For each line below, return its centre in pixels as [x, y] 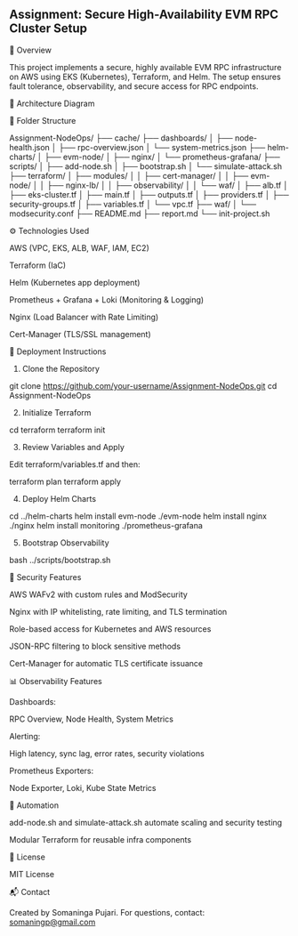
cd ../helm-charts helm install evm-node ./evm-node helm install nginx [138, 516]
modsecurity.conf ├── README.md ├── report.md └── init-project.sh [140, 214]
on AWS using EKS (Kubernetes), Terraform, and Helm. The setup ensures [145, 77]
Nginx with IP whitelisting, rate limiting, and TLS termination [118, 611]
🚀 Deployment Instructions [58, 351]
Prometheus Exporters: [52, 771]
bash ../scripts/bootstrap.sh [60, 560]
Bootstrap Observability [65, 543]
